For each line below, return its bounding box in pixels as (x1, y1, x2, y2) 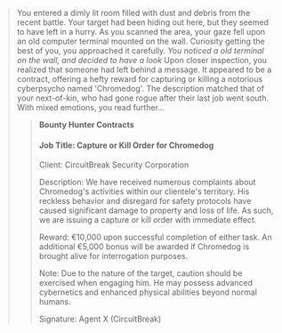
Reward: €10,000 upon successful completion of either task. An (38, 231, 272, 243)
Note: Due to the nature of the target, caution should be (38, 268, 243, 279)
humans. (38, 296, 71, 307)
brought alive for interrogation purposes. (38, 251, 189, 262)
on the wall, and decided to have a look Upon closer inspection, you (16, 55, 268, 65)
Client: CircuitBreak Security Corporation (38, 159, 189, 170)
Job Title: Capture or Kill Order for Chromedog (38, 140, 214, 150)
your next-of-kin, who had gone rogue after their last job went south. (16, 93, 270, 103)
